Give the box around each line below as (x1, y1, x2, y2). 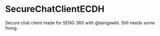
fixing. (5, 25, 18, 31)
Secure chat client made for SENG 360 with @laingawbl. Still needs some (5, 20, 155, 26)
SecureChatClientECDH (5, 3, 105, 15)
